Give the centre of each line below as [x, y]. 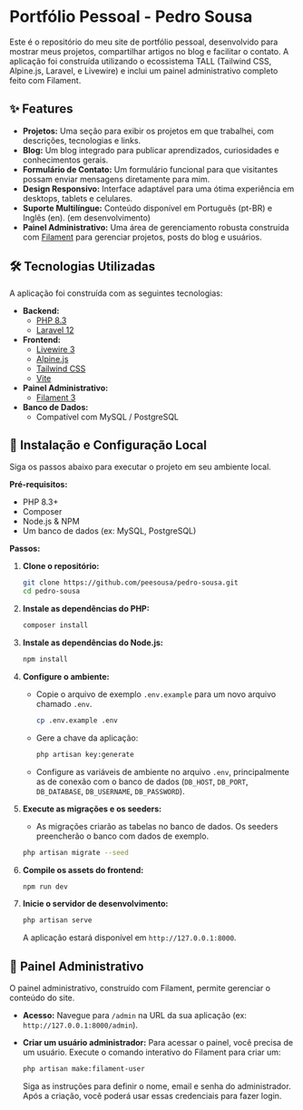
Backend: [41, 310]
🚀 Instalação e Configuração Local [108, 445]
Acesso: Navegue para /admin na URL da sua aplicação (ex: [135, 1016]
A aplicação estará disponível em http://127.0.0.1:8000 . [129, 938]
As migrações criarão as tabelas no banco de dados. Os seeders [157, 826]
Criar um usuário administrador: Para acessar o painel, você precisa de [157, 1043]
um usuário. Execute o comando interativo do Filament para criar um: [151, 1052]
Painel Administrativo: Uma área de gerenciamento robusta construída [156, 227]
